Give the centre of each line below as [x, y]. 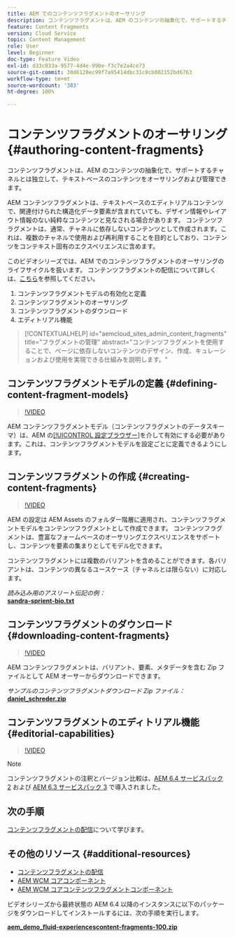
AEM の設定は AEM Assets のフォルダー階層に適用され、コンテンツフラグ [114, 519]
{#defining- [192, 384]
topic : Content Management [47, 40]
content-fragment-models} [68, 395]
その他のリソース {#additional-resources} [99, 854]
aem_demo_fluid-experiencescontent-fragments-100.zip [92, 927]
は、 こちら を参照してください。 [53, 279]
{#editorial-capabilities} [61, 733]
